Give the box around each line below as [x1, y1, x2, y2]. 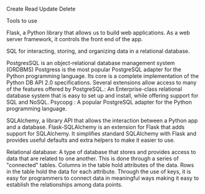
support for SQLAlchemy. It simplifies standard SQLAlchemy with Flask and [6, 130, 196, 137]
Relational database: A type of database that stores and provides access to [6, 149, 196, 155]
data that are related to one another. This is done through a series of [6, 155, 179, 162]
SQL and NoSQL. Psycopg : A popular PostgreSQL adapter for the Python [6, 98, 192, 106]
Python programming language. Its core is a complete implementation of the [6, 72, 199, 79]
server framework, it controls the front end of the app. [6, 36, 143, 42]
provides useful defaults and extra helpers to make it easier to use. [6, 136, 176, 144]
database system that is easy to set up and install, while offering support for [6, 92, 199, 99]
